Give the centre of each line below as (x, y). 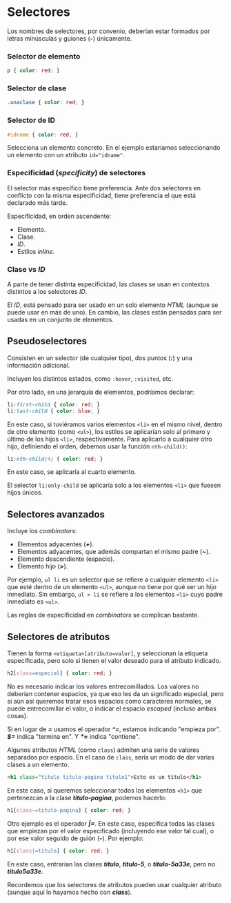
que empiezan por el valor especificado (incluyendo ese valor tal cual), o (111, 831)
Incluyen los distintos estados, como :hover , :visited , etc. (90, 378)
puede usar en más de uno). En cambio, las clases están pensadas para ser (114, 312)
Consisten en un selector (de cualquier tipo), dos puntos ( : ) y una (100, 358)
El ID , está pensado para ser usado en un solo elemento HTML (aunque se (113, 305)
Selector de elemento (44, 56)
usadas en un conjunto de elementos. (60, 320)
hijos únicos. (25, 493)
